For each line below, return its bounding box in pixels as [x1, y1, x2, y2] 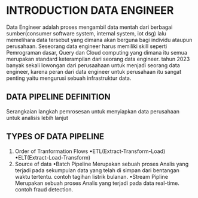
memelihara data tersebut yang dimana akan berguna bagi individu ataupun [6, 36, 193, 43]
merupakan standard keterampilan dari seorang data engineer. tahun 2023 [6, 55, 190, 62]
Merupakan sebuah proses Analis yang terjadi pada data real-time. [14, 179, 179, 187]
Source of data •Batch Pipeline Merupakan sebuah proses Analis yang [14, 160, 189, 167]
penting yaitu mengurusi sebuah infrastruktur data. [6, 74, 132, 82]
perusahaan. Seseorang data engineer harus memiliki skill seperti [6, 43, 167, 50]
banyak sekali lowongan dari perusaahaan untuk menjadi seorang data [6, 61, 181, 69]
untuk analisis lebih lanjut [6, 114, 69, 121]
